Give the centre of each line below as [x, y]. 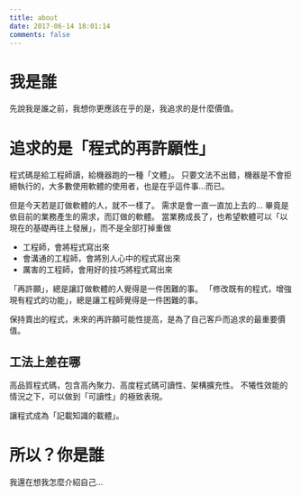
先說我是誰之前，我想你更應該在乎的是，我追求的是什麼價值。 [124, 108]
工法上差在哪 [45, 362]
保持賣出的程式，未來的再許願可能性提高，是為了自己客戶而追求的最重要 [143, 319]
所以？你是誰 [57, 455]
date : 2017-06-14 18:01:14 [60, 26]
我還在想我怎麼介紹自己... [56, 482]
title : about [34, 18]
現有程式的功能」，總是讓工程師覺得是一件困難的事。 [106, 300]
